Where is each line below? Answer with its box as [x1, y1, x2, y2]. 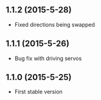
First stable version [14, 88, 63, 96]
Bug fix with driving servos [14, 55, 82, 62]
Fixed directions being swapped [14, 21, 96, 28]
